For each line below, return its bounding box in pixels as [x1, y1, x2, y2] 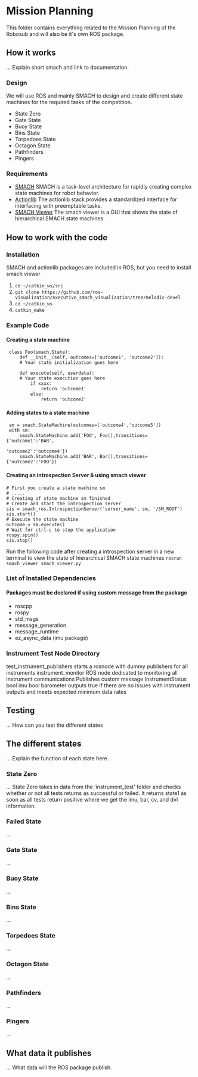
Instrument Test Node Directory [6, 649, 100, 657]
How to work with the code [6, 232, 108, 242]
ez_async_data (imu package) [14, 634, 88, 641]
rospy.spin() [6, 532, 39, 538]
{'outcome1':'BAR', [6, 438, 55, 444]
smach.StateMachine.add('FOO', [19, 433, 97, 439]
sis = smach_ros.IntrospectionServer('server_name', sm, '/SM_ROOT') [6, 506, 183, 512]
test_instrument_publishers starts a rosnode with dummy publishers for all [6, 663, 188, 670]
